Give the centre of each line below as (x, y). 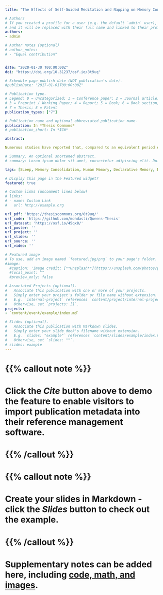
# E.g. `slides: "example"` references (48, 335)
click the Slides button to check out (77, 510)
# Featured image (23, 254)
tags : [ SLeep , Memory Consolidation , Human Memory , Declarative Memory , (80, 169)
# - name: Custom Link (28, 201)
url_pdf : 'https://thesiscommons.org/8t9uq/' (52, 214)
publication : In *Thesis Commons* (40, 125)
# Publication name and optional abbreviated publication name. (71, 121)
